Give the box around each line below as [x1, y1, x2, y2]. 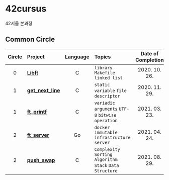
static [94, 81, 110, 87]
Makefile [94, 70, 115, 75]
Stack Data [94, 162, 119, 168]
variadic [94, 100, 115, 106]
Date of [140, 50, 159, 57]
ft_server [27, 131, 49, 138]
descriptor [94, 93, 121, 99]
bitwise [98, 112, 117, 118]
